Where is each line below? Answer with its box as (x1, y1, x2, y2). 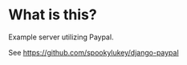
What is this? (8, 6, 98, 24)
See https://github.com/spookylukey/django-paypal (8, 47, 179, 57)
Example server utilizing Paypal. (8, 32, 114, 42)
